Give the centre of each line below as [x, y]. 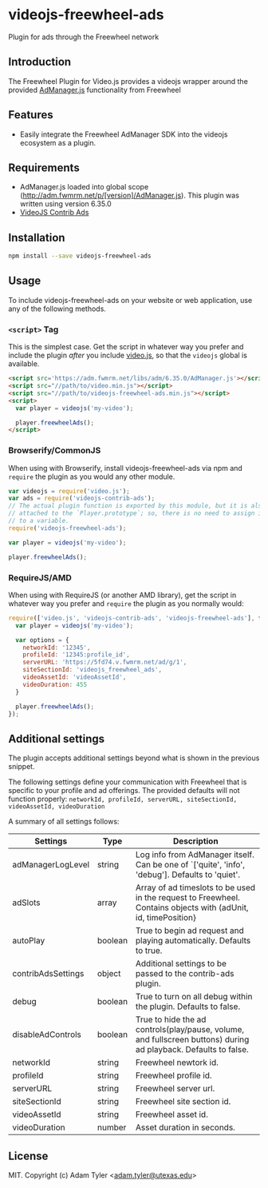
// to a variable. [39, 521]
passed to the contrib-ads [185, 974]
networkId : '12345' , [57, 648]
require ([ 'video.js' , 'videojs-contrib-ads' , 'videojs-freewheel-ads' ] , [132, 618]
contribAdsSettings [48, 974]
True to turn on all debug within [194, 997]
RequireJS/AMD [40, 577]
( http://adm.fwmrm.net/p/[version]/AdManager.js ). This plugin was [129, 195]
